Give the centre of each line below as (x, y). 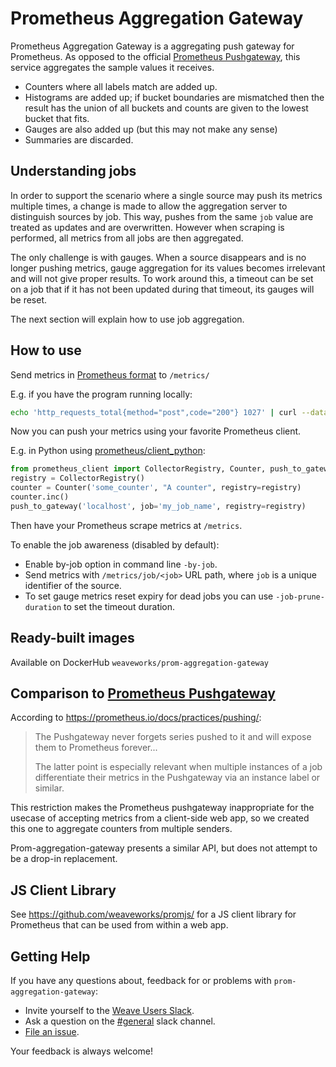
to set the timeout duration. (119, 606)
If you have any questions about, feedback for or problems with (141, 981)
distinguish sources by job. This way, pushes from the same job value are (162, 216)
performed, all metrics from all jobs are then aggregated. (127, 238)
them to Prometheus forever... (96, 748)
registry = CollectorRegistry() (77, 478)
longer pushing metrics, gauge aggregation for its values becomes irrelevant (168, 268)
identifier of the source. (73, 585)
